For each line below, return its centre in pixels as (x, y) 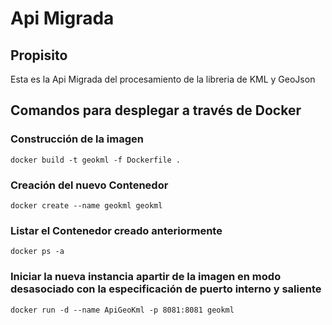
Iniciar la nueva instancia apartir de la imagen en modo (146, 277)
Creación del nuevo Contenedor (89, 185)
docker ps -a (37, 252)
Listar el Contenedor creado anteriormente (116, 230)
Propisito (39, 55)
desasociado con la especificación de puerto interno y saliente (166, 289)
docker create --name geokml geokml (86, 205)
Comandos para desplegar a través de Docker (156, 110)
